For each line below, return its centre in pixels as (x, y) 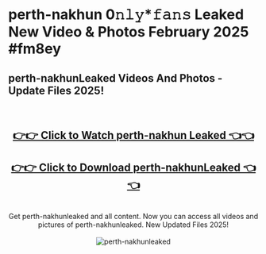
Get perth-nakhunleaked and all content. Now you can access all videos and (133, 217)
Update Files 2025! (56, 90)
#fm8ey (35, 49)
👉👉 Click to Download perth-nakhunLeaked (125, 167)
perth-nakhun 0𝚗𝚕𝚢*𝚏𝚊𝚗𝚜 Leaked (126, 15)
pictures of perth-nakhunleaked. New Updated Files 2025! (133, 225)
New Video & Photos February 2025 (129, 32)
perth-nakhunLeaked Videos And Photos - (116, 78)
